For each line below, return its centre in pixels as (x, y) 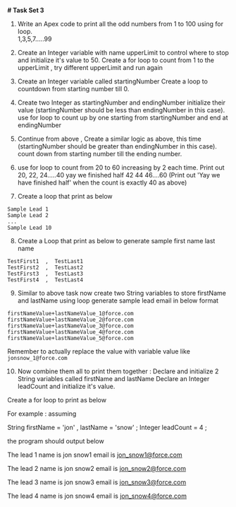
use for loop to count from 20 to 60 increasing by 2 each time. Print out (121, 168)
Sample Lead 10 (30, 228)
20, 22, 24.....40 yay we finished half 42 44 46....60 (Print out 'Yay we (119, 175)
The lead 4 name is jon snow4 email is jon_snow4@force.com (97, 496)
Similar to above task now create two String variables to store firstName (122, 293)
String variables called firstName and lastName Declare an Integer (113, 379)
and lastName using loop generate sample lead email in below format (118, 301)
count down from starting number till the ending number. (100, 154)
